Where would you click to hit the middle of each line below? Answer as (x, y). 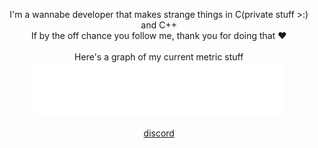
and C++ (159, 25)
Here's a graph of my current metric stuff (159, 57)
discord (159, 133)
